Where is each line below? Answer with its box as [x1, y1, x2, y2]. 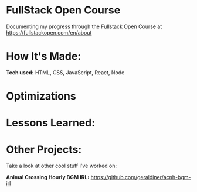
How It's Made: [6, 50, 81, 63]
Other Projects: [6, 143, 82, 156]
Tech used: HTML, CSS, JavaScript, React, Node [6, 68, 125, 76]
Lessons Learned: [6, 116, 96, 129]
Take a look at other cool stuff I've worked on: [6, 162, 117, 170]
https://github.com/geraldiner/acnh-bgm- [90, 174, 191, 181]
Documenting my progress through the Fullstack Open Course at [6, 23, 162, 30]
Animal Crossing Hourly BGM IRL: [6, 174, 90, 181]
